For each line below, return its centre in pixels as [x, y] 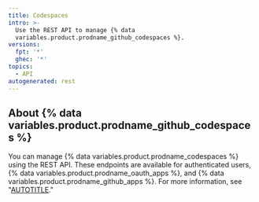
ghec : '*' [31, 60]
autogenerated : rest [42, 81]
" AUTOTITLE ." [31, 190]
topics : [21, 67]
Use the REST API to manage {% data [75, 30]
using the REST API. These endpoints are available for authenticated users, [130, 165]
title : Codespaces [38, 15]
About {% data [45, 113]
